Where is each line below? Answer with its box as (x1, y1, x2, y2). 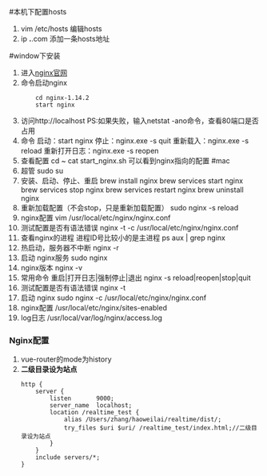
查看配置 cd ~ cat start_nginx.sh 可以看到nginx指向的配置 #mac (20, 156, 230, 166)
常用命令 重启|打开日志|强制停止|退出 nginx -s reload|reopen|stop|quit (20, 273, 251, 282)
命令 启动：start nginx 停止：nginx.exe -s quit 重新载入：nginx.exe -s (20, 136, 249, 146)
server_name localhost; (50, 402, 133, 410)
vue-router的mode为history (20, 354, 112, 364)
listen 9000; (50, 394, 114, 402)
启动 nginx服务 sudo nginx (20, 253, 108, 262)
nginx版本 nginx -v (20, 263, 83, 272)
